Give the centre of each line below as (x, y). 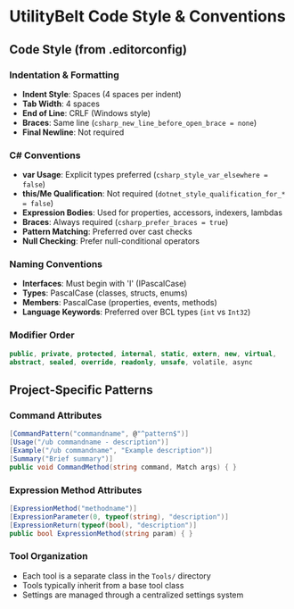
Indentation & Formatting (65, 75)
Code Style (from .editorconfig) (98, 50)
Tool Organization (49, 556)
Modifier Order (42, 335)
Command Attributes (56, 415)
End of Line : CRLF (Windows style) (86, 113)
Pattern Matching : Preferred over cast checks (107, 232)
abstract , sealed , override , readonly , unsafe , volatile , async (131, 362)
